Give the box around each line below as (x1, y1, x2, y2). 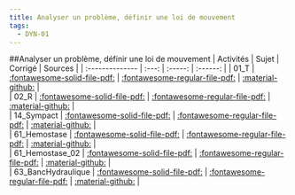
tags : (9, 21, 29, 30)
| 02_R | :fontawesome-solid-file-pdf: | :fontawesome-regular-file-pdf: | (9, 91, 271, 102)
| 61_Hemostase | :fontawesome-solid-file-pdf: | (9, 129, 185, 140)
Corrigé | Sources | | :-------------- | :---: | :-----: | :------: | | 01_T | (9, 63, 255, 74)
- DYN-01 (17, 29, 50, 38)
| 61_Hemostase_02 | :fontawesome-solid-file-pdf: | (9, 148, 198, 159)
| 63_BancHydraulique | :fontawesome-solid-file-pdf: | (9, 167, 208, 177)
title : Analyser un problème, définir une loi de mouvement (9, 12, 237, 22)
